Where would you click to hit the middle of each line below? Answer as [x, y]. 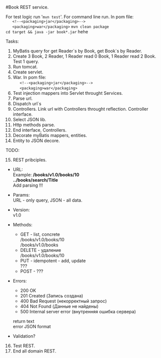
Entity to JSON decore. [36, 141]
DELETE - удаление [41, 250]
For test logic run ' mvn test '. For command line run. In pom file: [70, 17]
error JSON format [32, 326]
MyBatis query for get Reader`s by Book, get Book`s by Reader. [78, 51]
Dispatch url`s [27, 104]
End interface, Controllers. [40, 130]
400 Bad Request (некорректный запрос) [63, 301]
